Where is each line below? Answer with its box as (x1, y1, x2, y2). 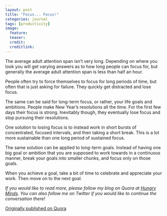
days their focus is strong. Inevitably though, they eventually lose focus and (5, 109, 161, 115)
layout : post (5, 7, 32, 12)
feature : (9, 30, 28, 35)
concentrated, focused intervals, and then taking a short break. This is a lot (5, 129, 160, 135)
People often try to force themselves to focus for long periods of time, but (5, 78, 157, 84)
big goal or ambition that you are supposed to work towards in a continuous (5, 150, 161, 156)
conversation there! (5, 196, 46, 202)
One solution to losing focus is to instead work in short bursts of (5, 124, 137, 130)
